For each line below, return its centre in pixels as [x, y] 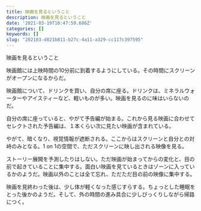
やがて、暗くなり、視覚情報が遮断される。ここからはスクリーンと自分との [98, 139]
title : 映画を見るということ [38, 12]
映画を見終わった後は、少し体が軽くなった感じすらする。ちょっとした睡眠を [101, 187]
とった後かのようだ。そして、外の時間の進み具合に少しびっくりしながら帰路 [100, 194]
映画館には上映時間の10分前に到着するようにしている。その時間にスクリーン [101, 70]
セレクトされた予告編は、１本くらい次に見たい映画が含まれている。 [90, 126]
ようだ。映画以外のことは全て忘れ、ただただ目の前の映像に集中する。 [109, 174]
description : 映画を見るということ [46, 17]
